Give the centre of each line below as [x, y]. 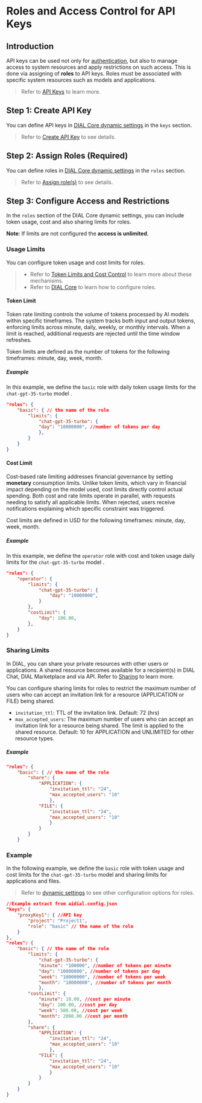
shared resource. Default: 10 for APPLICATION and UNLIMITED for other [104, 732]
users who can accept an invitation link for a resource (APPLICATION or [95, 694]
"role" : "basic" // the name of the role [81, 926]
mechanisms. [46, 280]
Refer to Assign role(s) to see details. [67, 182]
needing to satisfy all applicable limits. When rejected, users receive [91, 502]
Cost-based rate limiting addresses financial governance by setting [90, 476]
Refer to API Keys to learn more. [61, 91]
